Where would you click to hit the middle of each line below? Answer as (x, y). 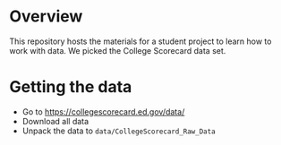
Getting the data (71, 87)
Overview (46, 17)
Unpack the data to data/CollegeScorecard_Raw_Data (119, 131)
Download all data (55, 121)
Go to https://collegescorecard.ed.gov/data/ (103, 111)
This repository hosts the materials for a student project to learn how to (140, 41)
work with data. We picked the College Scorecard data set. (118, 50)
